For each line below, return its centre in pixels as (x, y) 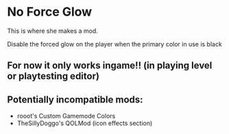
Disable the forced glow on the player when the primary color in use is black (115, 44)
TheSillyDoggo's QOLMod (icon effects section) (85, 123)
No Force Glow (50, 12)
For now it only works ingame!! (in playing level (110, 66)
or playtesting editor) (53, 76)
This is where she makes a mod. (52, 31)
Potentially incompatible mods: (75, 99)
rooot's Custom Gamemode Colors (66, 116)
